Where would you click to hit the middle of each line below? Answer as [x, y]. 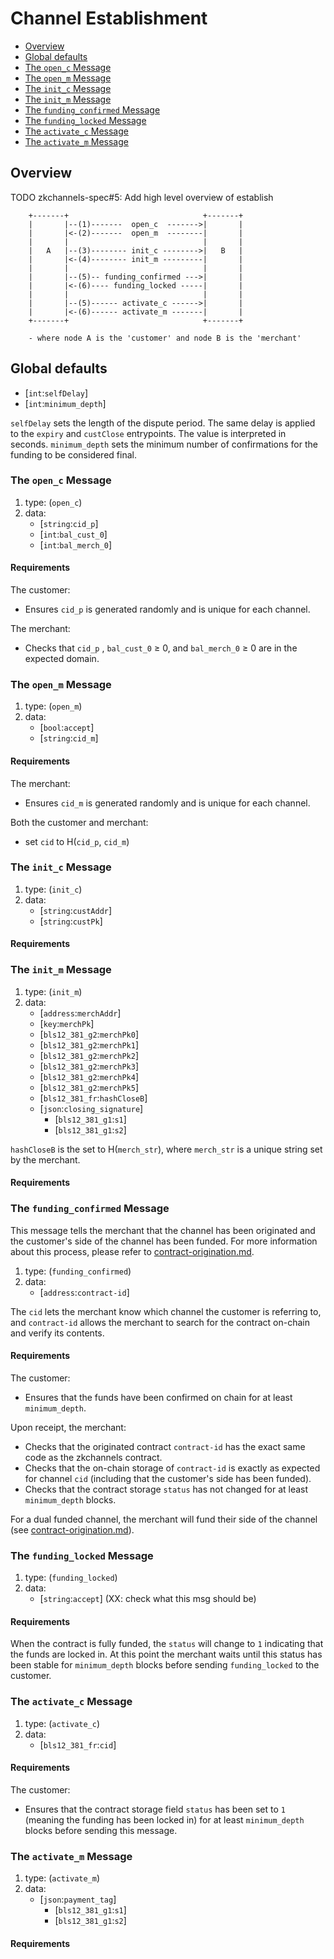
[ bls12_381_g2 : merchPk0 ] [89, 1034]
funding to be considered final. [73, 454]
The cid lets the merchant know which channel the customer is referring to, [166, 1311]
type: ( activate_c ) [62, 1723]
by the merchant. [45, 1159]
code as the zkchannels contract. [93, 1457]
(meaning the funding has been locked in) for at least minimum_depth [164, 1819]
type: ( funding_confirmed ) [78, 1271]
